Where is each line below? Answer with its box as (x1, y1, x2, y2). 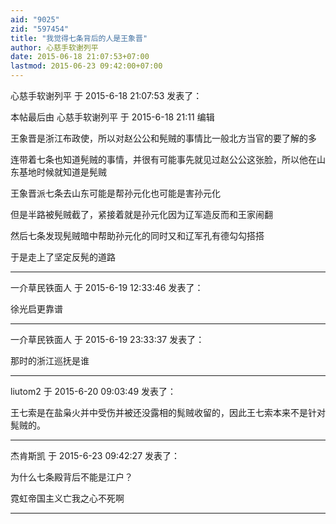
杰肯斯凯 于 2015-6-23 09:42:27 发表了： (10, 450, 181, 461)
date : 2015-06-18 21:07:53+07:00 (10, 52, 150, 62)
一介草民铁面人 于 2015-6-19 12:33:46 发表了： (10, 282, 204, 293)
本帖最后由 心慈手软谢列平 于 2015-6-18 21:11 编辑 (10, 111, 215, 123)
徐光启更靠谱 (10, 303, 63, 315)
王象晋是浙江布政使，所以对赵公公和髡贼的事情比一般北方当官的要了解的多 (10, 132, 317, 144)
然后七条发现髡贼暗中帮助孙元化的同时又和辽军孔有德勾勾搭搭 (10, 230, 265, 241)
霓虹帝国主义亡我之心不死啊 (10, 492, 125, 504)
